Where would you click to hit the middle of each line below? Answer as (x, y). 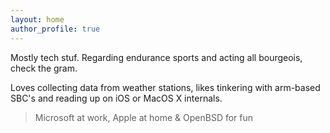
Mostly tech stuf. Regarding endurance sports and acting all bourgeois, (156, 57)
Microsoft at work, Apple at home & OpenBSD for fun (144, 117)
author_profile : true (55, 29)
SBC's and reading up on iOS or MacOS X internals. (116, 98)
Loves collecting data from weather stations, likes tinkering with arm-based (165, 87)
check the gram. (44, 68)
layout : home (37, 19)
